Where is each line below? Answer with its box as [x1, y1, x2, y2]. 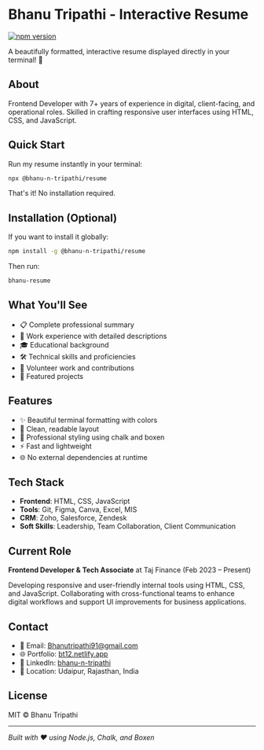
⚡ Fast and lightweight [19, 441, 92, 450]
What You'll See [8, 299, 88, 312]
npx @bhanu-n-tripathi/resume [8, 175, 108, 182]
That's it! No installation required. [8, 189, 116, 198]
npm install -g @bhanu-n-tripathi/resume [8, 248, 146, 256]
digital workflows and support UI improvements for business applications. [8, 597, 247, 607]
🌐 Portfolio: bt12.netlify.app [19, 649, 108, 659]
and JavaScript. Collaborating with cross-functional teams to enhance [8, 589, 235, 598]
